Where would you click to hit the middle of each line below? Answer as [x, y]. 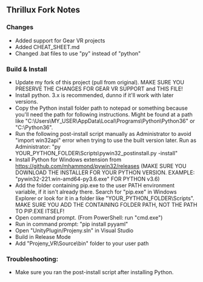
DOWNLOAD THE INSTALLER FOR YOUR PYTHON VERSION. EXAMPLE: [105, 172]
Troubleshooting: [32, 259]
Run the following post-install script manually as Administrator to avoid [103, 133]
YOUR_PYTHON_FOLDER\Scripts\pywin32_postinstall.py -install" [96, 153]
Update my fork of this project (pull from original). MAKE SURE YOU [100, 82]
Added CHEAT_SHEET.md [47, 47]
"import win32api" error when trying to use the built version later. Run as [106, 140]
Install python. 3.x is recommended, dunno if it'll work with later [94, 95]
